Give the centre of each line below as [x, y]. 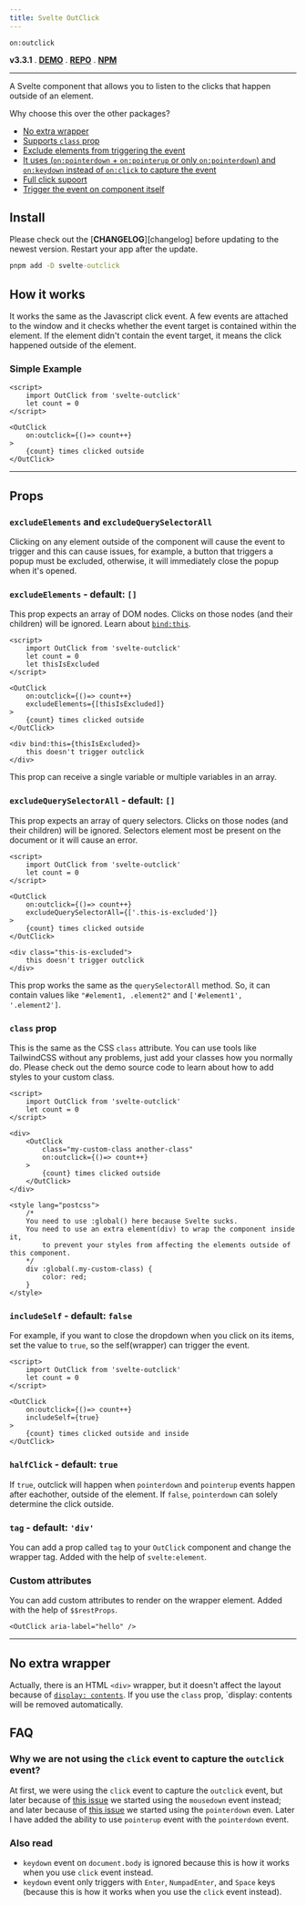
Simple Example [46, 369]
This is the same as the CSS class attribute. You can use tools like [133, 1048]
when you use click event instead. [88, 1872]
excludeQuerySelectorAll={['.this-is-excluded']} [122, 912]
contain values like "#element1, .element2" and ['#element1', [126, 995]
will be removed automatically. [66, 1704]
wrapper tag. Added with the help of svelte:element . [108, 1557]
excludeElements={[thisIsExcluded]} [96, 704]
